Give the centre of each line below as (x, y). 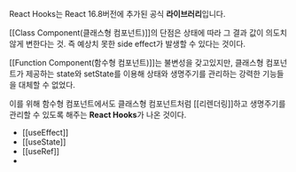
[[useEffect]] (45, 133)
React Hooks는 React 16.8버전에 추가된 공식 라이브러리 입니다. (117, 14)
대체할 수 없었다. (47, 85)
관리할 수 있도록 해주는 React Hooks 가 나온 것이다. (98, 115)
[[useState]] (44, 142)
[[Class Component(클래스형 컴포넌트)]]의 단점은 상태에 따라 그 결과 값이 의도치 (148, 33)
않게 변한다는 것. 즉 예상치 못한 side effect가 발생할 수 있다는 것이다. (128, 44)
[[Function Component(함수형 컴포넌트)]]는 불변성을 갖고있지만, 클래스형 (136, 63)
